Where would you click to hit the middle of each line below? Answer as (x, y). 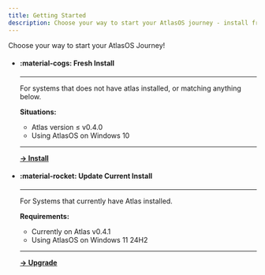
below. (30, 96)
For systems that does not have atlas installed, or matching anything (131, 88)
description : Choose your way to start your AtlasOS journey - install (128, 23)
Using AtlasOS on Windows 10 (80, 136)
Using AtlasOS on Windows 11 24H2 (90, 240)
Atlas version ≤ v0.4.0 (67, 127)
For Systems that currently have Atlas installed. (96, 201)
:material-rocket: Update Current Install (86, 176)
